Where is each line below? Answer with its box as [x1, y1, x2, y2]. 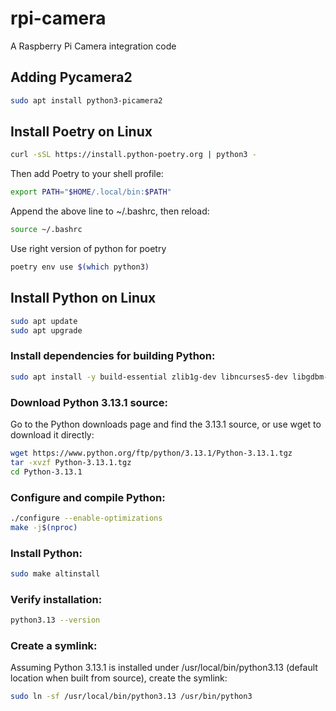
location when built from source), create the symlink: [10, 672, 228, 684]
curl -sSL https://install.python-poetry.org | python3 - [10, 150, 257, 160]
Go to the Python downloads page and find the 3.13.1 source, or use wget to [10, 418, 322, 430]
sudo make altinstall [10, 568, 101, 579]
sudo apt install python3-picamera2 [10, 95, 163, 106]
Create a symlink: [10, 638, 98, 652]
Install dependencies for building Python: [10, 349, 216, 363]
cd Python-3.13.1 [10, 467, 83, 477]
